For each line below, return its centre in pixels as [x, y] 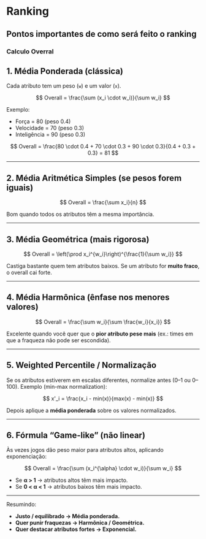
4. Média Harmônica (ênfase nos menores [88, 298]
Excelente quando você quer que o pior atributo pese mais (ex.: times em [100, 334]
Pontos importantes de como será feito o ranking [101, 34]
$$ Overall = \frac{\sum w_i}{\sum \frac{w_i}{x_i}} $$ [103, 322]
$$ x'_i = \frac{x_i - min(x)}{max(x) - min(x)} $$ [103, 398]
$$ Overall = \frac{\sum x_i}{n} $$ [103, 202]
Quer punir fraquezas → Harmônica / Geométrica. [80, 523]
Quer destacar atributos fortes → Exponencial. [76, 529]
